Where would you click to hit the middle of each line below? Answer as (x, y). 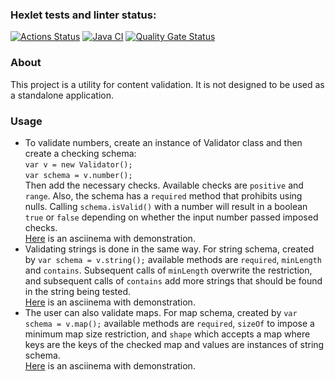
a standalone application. (62, 95)
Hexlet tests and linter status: (83, 15)
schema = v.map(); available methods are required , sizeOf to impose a (169, 323)
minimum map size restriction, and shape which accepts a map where (167, 334)
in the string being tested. (78, 291)
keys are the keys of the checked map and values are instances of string (174, 344)
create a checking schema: (80, 153)
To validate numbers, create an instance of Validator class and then (163, 142)
